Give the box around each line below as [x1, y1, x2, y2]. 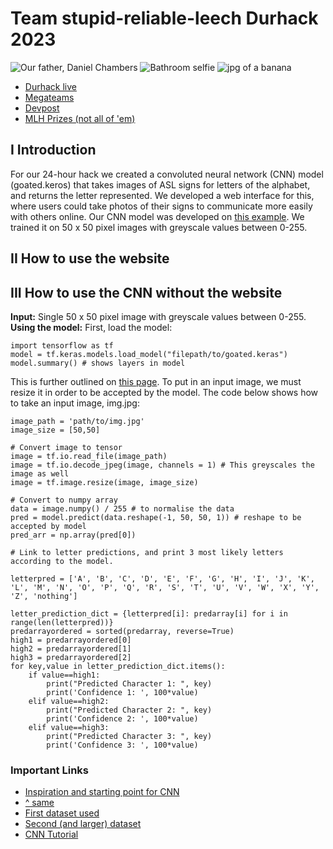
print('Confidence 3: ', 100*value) [46, 740, 199, 750]
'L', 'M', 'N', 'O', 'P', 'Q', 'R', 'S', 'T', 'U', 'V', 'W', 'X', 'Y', [10, 582, 320, 592]
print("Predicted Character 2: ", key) [46, 705, 213, 715]
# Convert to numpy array [10, 495, 118, 505]
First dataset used [24, 807, 100, 819]
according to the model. [10, 556, 114, 566]
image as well [10, 468, 70, 479]
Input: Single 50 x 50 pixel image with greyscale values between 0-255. [10, 310, 307, 322]
